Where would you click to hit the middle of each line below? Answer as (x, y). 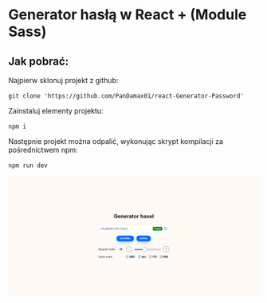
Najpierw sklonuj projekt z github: (63, 80)
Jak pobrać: (39, 61)
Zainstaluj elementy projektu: (56, 111)
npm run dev (28, 165)
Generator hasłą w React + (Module (128, 15)
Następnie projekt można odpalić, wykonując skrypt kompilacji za (116, 141)
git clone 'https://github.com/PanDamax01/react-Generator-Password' (126, 96)
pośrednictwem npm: (43, 150)
